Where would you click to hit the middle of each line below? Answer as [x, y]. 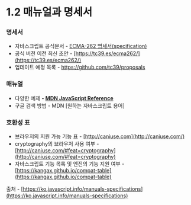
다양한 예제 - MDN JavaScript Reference [64, 98]
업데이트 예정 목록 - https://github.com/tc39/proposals [80, 67]
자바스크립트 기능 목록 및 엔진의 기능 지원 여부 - [69, 164]
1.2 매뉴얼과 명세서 [49, 12]
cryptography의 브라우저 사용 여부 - [57, 144]
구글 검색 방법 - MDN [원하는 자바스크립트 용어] [70, 105]
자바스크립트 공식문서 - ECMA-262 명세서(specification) [81, 46]
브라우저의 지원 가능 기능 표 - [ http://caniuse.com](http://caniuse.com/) [100, 136]
